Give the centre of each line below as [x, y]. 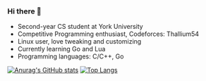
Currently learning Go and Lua [61, 49]
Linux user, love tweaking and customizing [79, 42]
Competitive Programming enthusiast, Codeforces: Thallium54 [108, 34]
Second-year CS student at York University [80, 27]
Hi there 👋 [25, 11]
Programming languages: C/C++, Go [71, 56]
